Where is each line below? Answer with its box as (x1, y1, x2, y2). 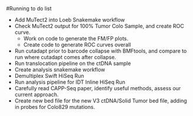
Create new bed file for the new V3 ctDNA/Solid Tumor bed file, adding (14, 97, 187, 104)
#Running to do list (6, 5, 52, 12)
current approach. (14, 91, 59, 98)
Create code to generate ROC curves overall (23, 41, 131, 48)
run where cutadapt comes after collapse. (14, 54, 117, 60)
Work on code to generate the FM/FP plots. (23, 35, 128, 42)
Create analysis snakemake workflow (14, 66, 105, 73)
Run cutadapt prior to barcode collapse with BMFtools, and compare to (14, 47, 187, 54)
